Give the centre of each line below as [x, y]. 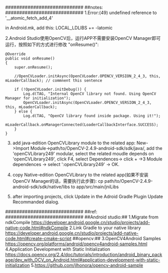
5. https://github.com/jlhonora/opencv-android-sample [87, 265]
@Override [16, 54]
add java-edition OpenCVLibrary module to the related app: [74, 143]
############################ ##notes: [54, 7]
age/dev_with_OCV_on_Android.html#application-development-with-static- [83, 260]
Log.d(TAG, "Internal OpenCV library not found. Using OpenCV [90, 94]
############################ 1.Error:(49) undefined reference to [81, 13]
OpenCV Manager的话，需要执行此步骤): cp [58, 181]
